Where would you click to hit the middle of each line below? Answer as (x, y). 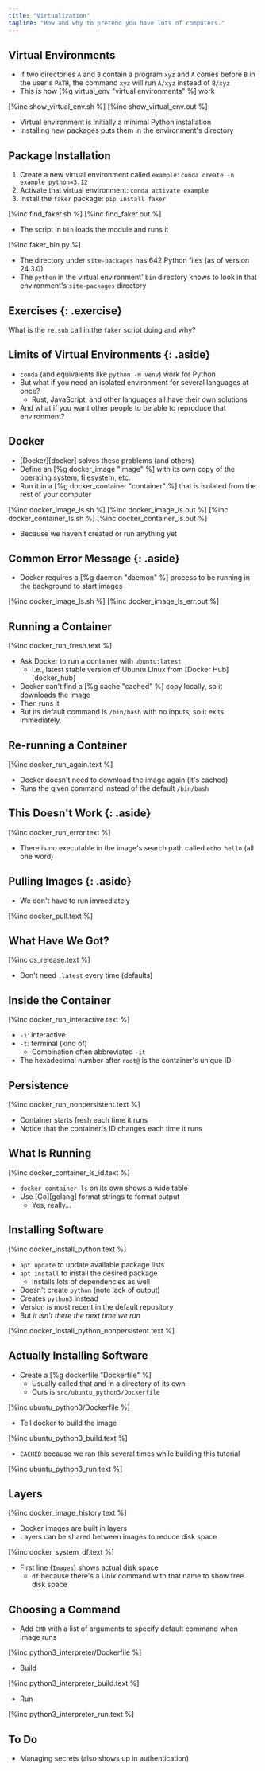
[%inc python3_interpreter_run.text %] (71, 1715)
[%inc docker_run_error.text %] (60, 832)
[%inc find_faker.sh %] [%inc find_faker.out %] (85, 214)
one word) (36, 856)
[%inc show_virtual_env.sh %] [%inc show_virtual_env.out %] (108, 107)
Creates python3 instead (59, 1298)
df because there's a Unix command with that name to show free (138, 1576)
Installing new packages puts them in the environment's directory (127, 130)
